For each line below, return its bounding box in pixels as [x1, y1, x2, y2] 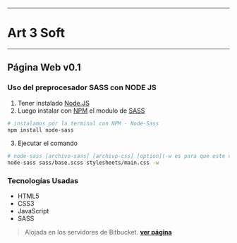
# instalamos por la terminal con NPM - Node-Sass [7, 120, 159, 127]
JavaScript [17, 207, 49, 216]
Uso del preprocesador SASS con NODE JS [7, 82, 157, 92]
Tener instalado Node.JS [17, 99, 90, 107]
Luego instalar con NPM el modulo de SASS [17, 106, 145, 115]
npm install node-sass [7, 126, 74, 134]
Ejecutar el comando [17, 139, 78, 148]
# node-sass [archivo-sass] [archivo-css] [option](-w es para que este [7, 153, 226, 160]
